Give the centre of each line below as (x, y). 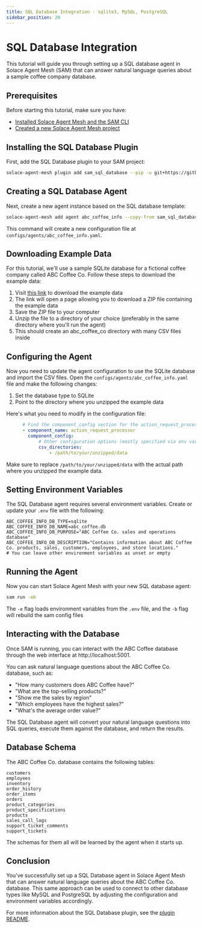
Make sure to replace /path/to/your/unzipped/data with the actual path (95, 464)
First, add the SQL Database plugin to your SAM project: (76, 162)
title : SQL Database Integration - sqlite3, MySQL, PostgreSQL (87, 12)
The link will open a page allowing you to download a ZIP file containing (103, 299)
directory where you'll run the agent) (60, 325)
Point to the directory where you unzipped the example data (89, 402)
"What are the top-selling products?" (60, 691)
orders (14, 799)
